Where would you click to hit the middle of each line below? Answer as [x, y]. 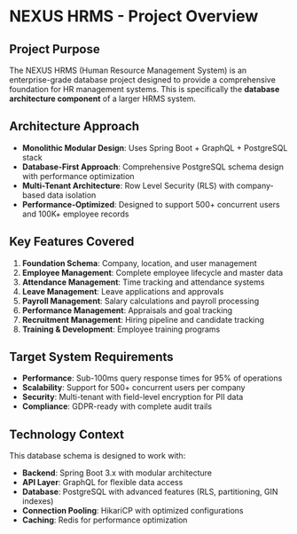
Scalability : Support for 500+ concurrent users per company [133, 388]
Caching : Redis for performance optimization [105, 520]
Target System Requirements [92, 357]
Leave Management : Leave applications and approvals [123, 291]
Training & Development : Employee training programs [121, 329]
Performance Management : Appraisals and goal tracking [127, 310]
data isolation [72, 195]
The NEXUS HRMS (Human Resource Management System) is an [128, 70]
